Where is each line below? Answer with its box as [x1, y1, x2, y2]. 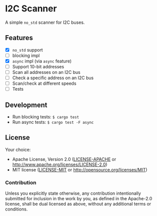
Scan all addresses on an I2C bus [12, 69, 80, 75]
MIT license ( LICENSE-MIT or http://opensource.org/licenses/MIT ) [12, 166, 148, 172]
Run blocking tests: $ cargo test [12, 114, 79, 120]
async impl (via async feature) [12, 58, 72, 64]
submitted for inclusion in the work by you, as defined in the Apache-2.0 [5, 196, 152, 202]
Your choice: [5, 147, 31, 153]
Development [5, 101, 48, 109]
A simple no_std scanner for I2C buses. [5, 19, 85, 25]
